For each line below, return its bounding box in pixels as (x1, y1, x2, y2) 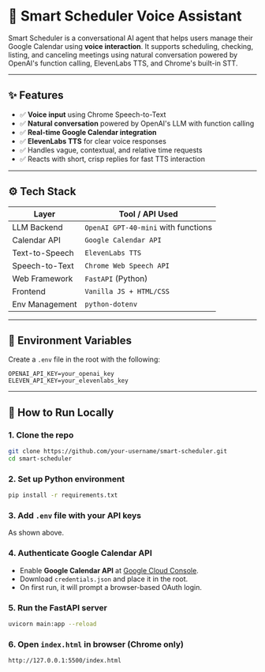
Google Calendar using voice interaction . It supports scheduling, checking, (8, 41, 254, 51)
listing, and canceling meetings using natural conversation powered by (8, 50, 238, 59)
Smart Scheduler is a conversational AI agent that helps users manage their (8, 33, 254, 43)
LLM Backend (12, 221, 63, 232)
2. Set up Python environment (8, 473, 125, 484)
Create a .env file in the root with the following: (8, 355, 160, 364)
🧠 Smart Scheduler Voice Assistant (8, 7, 242, 25)
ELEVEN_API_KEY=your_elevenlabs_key (8, 377, 129, 385)
